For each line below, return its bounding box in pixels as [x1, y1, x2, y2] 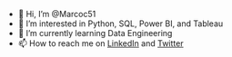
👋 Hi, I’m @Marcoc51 [17, 9, 96, 19]
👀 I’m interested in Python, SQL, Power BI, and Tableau [17, 18, 224, 29]
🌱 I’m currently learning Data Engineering [17, 28, 173, 38]
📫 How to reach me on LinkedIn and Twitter [17, 38, 184, 49]
